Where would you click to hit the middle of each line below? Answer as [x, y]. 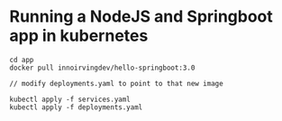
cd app [22, 60]
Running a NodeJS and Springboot [141, 17]
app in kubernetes [79, 36]
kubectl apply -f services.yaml [70, 99]
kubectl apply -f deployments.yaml [76, 107]
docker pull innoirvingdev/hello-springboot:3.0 [102, 68]
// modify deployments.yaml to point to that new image [116, 83]
